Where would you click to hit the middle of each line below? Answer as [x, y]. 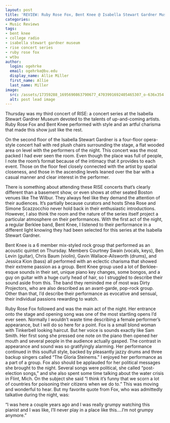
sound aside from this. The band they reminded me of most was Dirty [78, 283]
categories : [18, 19]
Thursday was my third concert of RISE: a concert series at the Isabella [79, 114]
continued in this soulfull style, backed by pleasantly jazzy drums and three [84, 352]
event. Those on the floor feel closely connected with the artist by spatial [81, 166]
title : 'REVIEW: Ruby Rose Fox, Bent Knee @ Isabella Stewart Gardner [81, 15]
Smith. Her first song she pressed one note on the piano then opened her [81, 336]
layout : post [19, 10]
